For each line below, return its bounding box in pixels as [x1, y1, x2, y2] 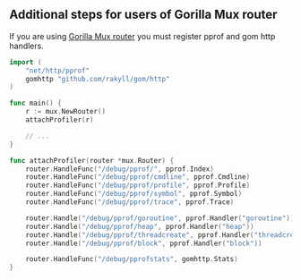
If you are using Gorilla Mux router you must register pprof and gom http [9, 30, 276, 41]
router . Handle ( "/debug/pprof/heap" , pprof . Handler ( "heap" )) [25, 222, 254, 231]
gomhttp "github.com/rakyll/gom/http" [25, 74, 170, 83]
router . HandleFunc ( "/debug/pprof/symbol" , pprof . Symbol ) [25, 190, 243, 199]
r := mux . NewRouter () [25, 107, 106, 116]
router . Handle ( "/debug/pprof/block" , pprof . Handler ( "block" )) [25, 239, 262, 248]
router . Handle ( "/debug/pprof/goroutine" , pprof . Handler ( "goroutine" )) [25, 214, 295, 223]
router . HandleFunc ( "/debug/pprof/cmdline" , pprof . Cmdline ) [25, 173, 251, 182]
